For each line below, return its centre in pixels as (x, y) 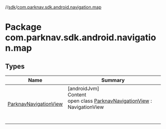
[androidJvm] (83, 88)
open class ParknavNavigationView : (110, 101)
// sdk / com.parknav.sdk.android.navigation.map (53, 7)
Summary (113, 80)
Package (23, 27)
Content (77, 95)
